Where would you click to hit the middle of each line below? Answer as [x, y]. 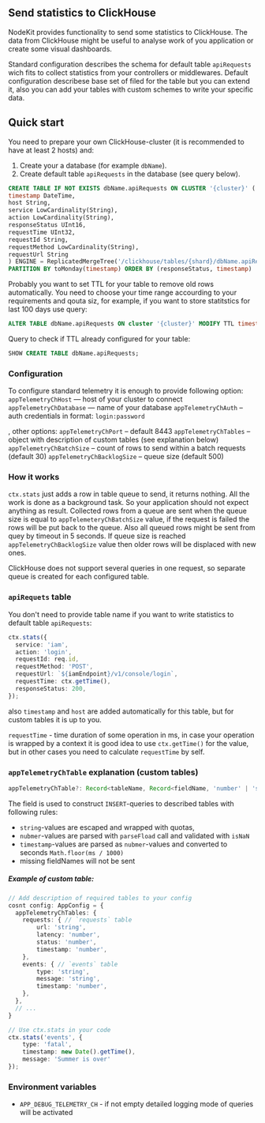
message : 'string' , [69, 979]
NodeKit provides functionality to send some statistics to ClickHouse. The [128, 32]
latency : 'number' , [69, 935]
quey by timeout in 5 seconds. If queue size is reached [97, 536]
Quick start [36, 123]
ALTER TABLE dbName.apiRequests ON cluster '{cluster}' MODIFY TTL [121, 324]
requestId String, [38, 239]
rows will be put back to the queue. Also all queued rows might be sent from [132, 528]
